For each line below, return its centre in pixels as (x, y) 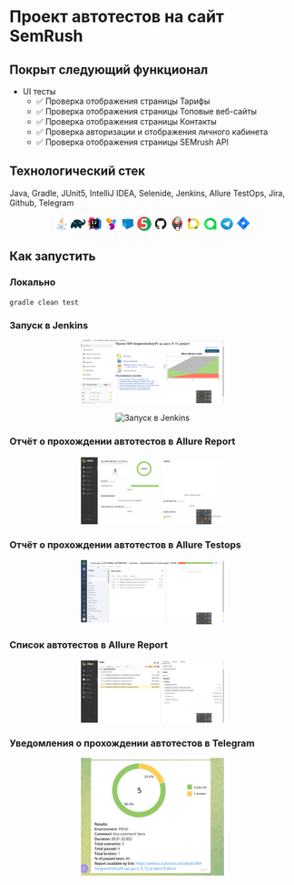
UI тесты (39, 91)
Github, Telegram (42, 203)
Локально (33, 282)
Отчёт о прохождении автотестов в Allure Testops (126, 545)
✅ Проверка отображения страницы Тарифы (123, 101)
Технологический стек (78, 171)
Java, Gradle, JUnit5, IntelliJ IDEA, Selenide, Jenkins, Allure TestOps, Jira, (147, 193)
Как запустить (53, 256)
